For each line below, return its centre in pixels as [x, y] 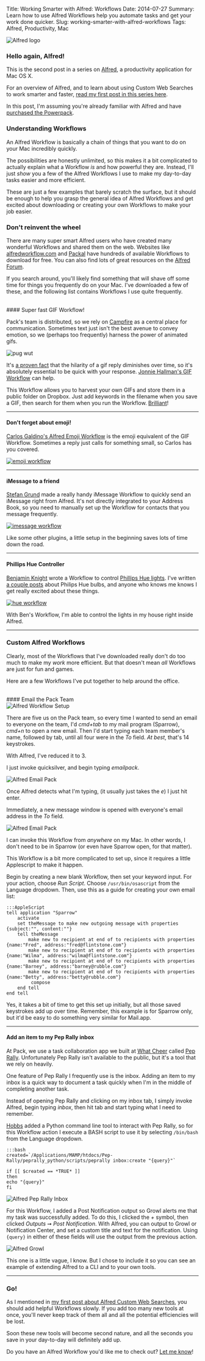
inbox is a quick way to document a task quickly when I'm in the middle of [99, 1082]
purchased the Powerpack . [40, 113]
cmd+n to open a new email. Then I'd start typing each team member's [95, 730]
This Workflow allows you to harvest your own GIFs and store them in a [96, 390]
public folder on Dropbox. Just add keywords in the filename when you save [102, 396]
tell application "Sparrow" [42, 912]
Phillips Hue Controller [36, 564]
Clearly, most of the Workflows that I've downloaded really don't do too [96, 656]
